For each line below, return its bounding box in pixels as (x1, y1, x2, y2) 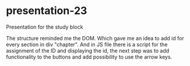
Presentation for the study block (6, 23, 83, 30)
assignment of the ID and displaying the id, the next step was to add (6, 47, 170, 54)
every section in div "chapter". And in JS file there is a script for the (6, 41, 168, 48)
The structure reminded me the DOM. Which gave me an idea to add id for (6, 34, 185, 41)
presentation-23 (6, 4, 87, 18)
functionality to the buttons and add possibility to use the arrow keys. (6, 53, 173, 60)
